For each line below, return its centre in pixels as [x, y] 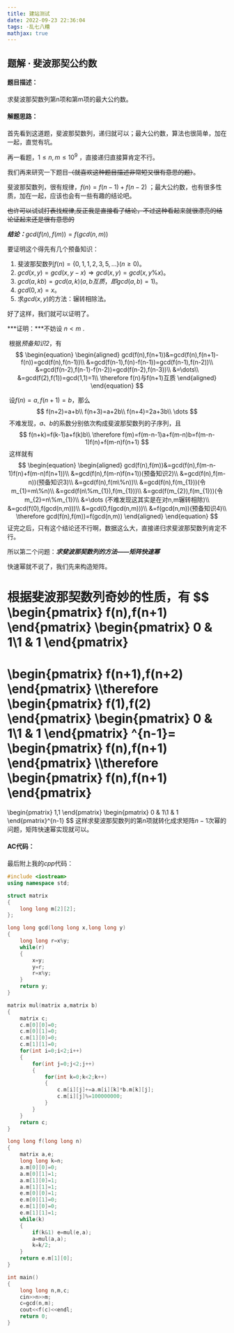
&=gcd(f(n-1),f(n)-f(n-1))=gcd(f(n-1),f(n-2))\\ [150, 362]
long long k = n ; [42, 1161]
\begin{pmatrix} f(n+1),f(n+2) [95, 674]
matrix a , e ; [37, 1154]
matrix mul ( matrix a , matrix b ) [53, 1005]
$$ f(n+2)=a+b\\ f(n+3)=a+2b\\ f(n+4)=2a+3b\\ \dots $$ [117, 411]
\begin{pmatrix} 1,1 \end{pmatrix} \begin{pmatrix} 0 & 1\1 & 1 [93, 812]
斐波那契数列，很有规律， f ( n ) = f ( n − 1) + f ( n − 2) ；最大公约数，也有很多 [111, 187]
